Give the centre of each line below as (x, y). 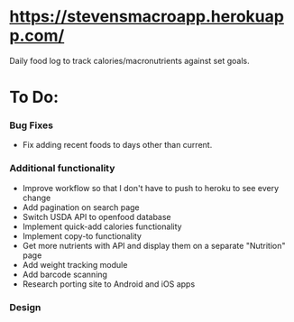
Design (25, 307)
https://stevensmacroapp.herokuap (147, 17)
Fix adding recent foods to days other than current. (117, 145)
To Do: (34, 97)
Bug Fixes (32, 125)
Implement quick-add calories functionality (102, 226)
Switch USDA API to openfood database (96, 216)
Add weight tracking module (75, 264)
